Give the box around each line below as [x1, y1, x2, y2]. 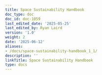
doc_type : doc [5, 12, 34, 17]
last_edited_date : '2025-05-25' [5, 21, 71, 26]
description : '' [5, 53, 38, 58]
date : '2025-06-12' [5, 39, 45, 44]
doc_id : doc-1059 [5, 16, 41, 21]
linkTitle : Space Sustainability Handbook [5, 58, 93, 63]
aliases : [5, 44, 23, 49]
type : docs [5, 62, 27, 67]
